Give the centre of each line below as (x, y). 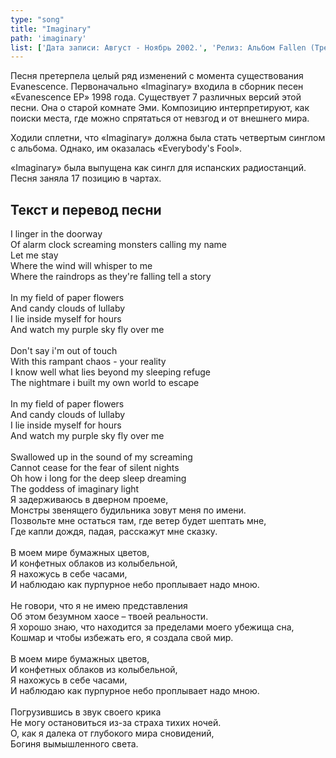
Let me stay (34, 255)
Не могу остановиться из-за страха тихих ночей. (116, 723)
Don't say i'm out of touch (64, 351)
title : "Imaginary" (51, 29)
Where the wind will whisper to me (81, 266)
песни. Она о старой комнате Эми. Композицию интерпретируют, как (160, 108)
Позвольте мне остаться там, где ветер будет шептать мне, (138, 521)
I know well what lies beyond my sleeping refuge (111, 372)
